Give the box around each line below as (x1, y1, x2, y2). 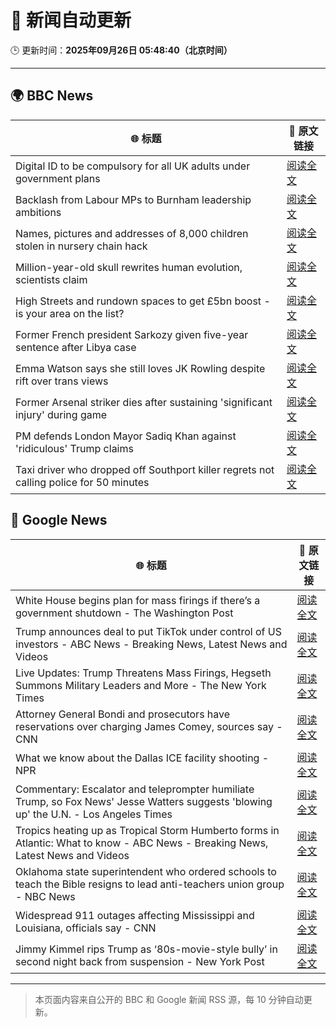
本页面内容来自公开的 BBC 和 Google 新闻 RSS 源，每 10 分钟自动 (34, 993, 304, 1005)
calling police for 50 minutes (15, 475, 150, 489)
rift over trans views (15, 374, 109, 388)
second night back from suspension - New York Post (15, 954, 265, 968)
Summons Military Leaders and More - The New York (15, 678, 267, 692)
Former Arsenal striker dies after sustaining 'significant (15, 395, 273, 409)
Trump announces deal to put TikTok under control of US (15, 624, 282, 638)
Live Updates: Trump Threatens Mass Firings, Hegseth (15, 666, 272, 680)
